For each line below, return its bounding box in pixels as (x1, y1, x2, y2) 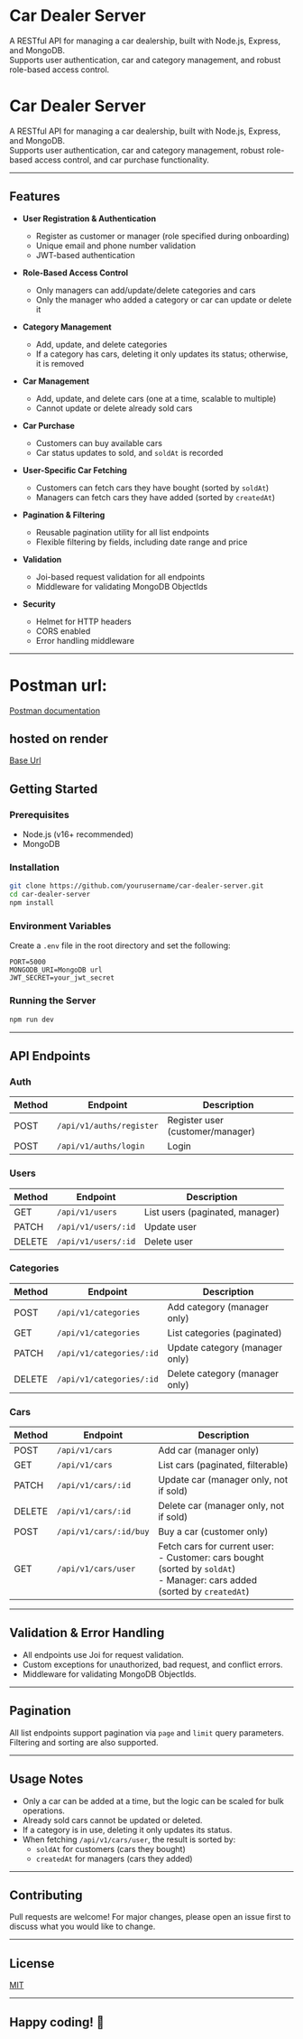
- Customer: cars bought (157, 1551, 264, 1564)
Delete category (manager (167, 1367, 280, 1380)
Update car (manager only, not (157, 1474, 289, 1486)
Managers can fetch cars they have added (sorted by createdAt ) (35, 491, 275, 502)
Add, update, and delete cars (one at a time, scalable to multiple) (35, 393, 277, 404)
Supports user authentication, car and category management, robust (9, 144, 265, 155)
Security (22, 598, 56, 610)
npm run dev (9, 1015, 54, 1024)
